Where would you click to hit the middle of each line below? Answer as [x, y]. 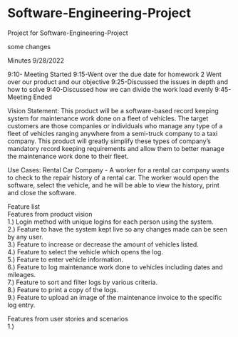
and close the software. [42, 192]
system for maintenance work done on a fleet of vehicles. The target [108, 118]
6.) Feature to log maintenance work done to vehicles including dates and [115, 267]
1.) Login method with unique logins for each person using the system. [110, 222]
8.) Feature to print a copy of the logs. [63, 289]
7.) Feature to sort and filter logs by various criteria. [83, 282]
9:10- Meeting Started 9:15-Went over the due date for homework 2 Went [115, 74]
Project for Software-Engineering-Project [68, 33]
